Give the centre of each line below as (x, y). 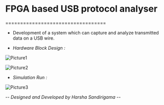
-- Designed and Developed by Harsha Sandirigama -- (63, 97)
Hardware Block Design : (39, 48)
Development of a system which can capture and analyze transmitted (86, 32)
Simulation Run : (30, 77)
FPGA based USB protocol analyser (81, 9)
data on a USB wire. (33, 38)
